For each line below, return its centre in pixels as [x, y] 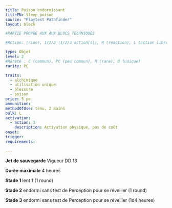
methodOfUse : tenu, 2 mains [35, 108]
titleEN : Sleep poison [29, 15]
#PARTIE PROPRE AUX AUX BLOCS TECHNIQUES [50, 34]
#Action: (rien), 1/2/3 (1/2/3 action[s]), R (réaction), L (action [80, 43]
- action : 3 [23, 123]
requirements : [20, 141]
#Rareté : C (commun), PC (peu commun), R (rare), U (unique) [73, 61]
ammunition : [18, 103]
